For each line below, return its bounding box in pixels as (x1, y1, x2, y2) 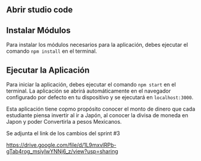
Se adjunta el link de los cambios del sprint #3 (6, 130, 120, 137)
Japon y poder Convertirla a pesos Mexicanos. (6, 118, 122, 126)
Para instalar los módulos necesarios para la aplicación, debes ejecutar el (6, 41, 188, 49)
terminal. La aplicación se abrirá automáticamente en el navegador (6, 87, 171, 95)
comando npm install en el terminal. (6, 47, 97, 55)
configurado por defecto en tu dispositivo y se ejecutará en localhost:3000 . (6, 94, 194, 101)
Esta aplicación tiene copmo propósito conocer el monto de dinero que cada (6, 105, 196, 113)
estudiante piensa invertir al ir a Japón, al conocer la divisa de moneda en (6, 112, 188, 119)
